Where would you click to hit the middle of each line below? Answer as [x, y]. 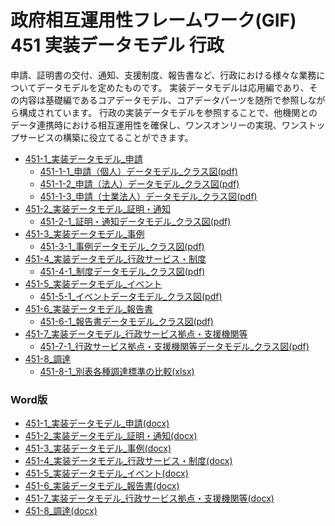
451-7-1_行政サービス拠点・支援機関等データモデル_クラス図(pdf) [174, 346]
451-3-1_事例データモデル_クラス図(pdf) [122, 246]
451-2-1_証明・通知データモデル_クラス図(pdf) [135, 221]
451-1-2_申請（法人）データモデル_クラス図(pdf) [139, 183]
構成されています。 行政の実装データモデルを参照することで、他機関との [168, 112]
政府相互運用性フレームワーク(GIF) [153, 20]
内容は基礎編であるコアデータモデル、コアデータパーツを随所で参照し [163, 100]
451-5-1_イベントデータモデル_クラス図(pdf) [131, 296]
